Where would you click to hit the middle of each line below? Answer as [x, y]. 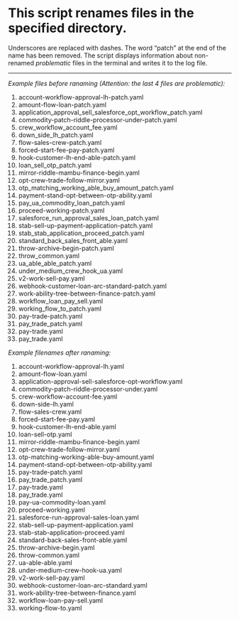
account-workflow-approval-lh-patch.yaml [81, 97]
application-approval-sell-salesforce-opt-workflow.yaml [100, 381]
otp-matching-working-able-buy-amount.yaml [86, 457]
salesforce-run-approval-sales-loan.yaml [78, 517]
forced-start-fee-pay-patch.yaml [66, 150]
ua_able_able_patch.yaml [55, 263]
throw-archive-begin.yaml [56, 547]
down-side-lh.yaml [46, 404]
